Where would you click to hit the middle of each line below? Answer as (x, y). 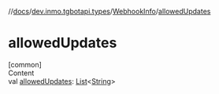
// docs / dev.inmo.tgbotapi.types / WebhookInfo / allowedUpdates (109, 11)
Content (21, 73)
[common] (25, 64)
